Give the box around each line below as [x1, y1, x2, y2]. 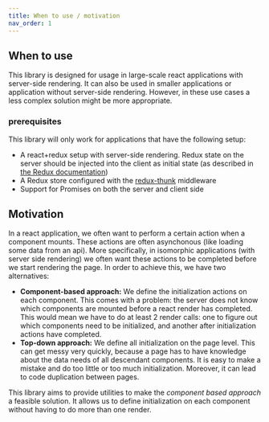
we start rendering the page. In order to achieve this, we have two [8, 263, 226, 272]
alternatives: [8, 271, 50, 281]
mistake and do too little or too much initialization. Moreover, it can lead [19, 363, 257, 374]
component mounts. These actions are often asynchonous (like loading [8, 237, 243, 247]
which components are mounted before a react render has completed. [19, 304, 253, 313]
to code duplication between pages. [19, 372, 140, 382]
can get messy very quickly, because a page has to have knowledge [19, 346, 247, 356]
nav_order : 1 [8, 19, 52, 27]
